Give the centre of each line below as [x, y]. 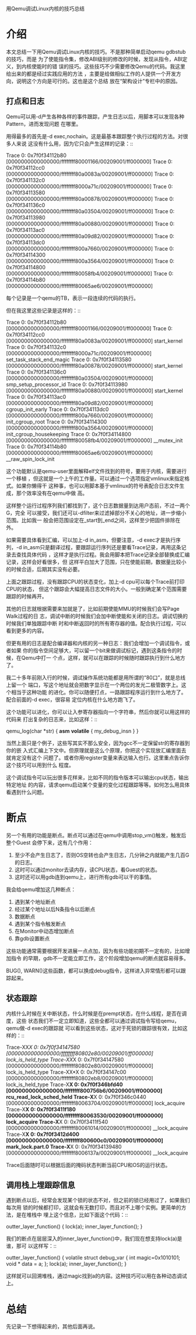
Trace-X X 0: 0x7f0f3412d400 [43, 1134]
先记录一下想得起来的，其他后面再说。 [52, 1327]
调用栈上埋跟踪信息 [41, 1185]
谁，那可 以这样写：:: [32, 1246]
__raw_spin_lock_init [30, 459]
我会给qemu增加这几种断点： [41, 889]
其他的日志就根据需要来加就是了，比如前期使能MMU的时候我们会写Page [93, 608]
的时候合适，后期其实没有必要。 [44, 569]
